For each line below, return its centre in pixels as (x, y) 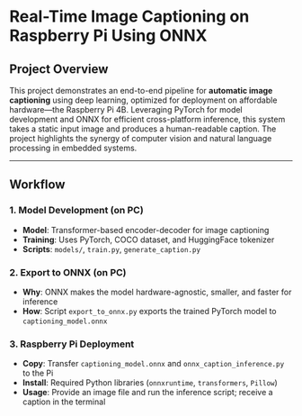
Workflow (37, 185)
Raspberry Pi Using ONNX (108, 36)
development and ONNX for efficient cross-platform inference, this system (147, 119)
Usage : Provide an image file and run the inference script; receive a (147, 393)
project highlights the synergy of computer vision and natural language (141, 138)
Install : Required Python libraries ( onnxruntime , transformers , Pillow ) (150, 383)
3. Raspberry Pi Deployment (72, 344)
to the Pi (38, 373)
